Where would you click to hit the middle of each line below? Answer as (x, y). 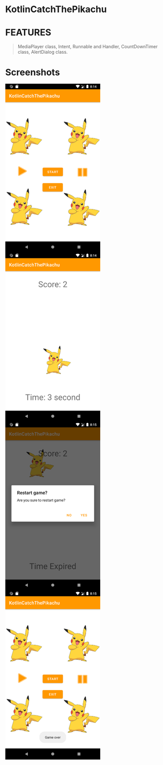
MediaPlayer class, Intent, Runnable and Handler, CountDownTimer (88, 47)
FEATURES (28, 33)
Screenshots (33, 72)
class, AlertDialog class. (43, 52)
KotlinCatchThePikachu (56, 9)
